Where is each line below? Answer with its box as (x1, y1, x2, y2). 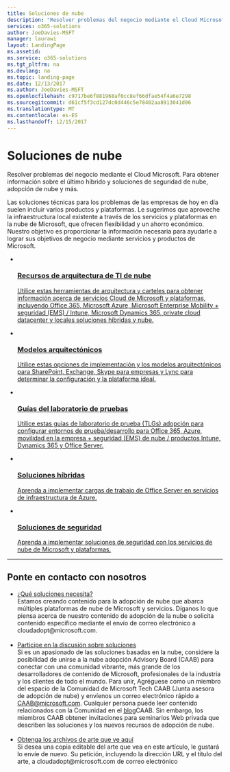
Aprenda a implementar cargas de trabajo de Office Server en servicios (16, 486, 219, 494)
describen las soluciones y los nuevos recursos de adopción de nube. (16, 721, 214, 729)
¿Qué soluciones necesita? (16, 590, 94, 598)
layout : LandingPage (7, 42, 66, 49)
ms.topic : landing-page (7, 73, 75, 81)
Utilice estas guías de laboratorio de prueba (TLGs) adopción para (16, 419, 204, 428)
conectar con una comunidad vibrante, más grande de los (16, 662, 181, 671)
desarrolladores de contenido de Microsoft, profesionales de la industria (16, 669, 221, 678)
